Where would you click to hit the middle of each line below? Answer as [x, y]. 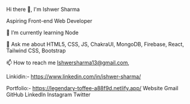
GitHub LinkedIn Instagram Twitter [49, 94]
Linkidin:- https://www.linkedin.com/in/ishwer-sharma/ [74, 76]
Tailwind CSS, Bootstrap [36, 50]
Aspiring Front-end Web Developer [49, 21]
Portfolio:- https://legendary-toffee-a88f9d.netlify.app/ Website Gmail [92, 88]
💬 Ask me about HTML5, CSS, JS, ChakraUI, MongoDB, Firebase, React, [95, 44]
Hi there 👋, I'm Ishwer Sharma [43, 9]
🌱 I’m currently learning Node [43, 32]
